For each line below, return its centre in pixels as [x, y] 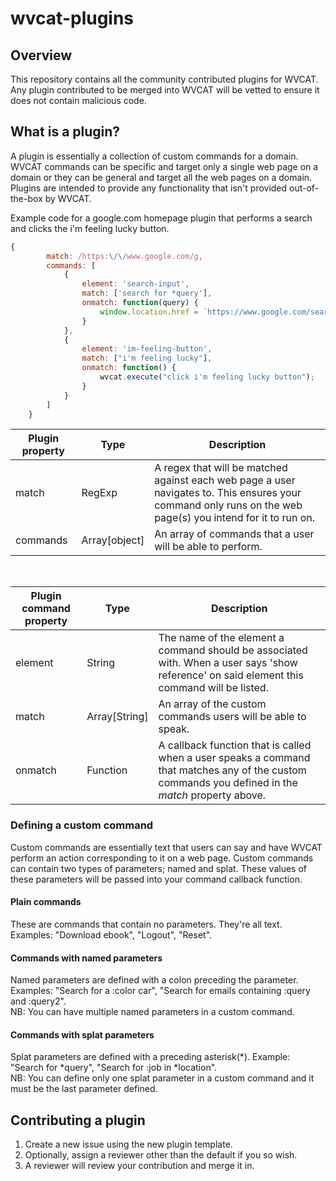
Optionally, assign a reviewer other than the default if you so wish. [161, 1155]
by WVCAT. [68, 198]
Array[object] [113, 540]
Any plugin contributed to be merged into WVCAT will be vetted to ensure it [165, 90]
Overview [41, 55]
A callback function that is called [235, 745]
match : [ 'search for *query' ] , [147, 293]
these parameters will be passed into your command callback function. [156, 879]
